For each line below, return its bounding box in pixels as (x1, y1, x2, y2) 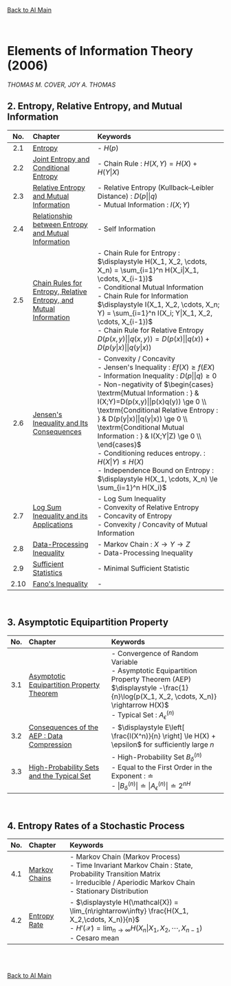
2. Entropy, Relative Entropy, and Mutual (7, 100, 183, 112)
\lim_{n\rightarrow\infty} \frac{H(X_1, (69, 906, 189, 915)
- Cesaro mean (69, 933, 120, 943)
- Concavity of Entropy (97, 511, 173, 521)
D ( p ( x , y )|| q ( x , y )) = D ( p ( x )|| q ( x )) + (97, 333, 210, 343)
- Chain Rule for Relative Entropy (97, 325, 204, 335)
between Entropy (32, 219, 88, 229)
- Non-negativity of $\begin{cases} (97, 380, 214, 389)
